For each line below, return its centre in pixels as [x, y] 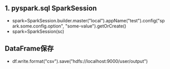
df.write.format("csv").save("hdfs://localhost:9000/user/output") [80, 61]
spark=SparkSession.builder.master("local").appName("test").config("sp [88, 20]
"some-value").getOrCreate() [96, 26]
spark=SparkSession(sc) [38, 31]
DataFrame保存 [29, 48]
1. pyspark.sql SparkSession [51, 8]
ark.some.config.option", [38, 26]
